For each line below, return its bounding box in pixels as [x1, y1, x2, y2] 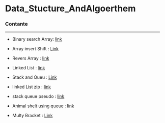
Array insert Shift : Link [12, 46, 59, 52]
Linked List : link [12, 65, 45, 71]
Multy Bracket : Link [12, 113, 53, 119]
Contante [5, 21, 28, 28]
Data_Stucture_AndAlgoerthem [5, 3, 136, 14]
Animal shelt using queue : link [12, 103, 75, 109]
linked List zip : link [12, 84, 51, 90]
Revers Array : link [12, 55, 50, 61]
